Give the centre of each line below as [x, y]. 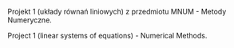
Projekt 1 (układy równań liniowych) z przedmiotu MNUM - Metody [117, 12]
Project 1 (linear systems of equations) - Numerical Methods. [107, 36]
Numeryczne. [30, 20]
